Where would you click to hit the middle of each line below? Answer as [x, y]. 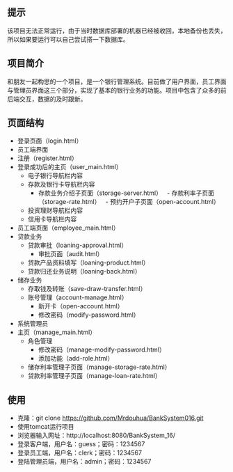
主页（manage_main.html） [56, 332]
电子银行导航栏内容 [55, 175]
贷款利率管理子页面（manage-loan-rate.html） [94, 376]
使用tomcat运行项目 [46, 427]
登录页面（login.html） [50, 141]
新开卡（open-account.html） [81, 306]
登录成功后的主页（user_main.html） [70, 167]
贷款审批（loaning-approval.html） [78, 245]
